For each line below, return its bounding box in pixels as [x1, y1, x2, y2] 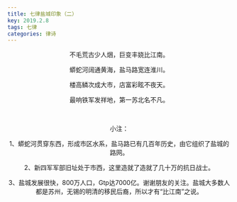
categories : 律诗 [7, 30, 57, 38]
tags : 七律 [7, 23, 38, 30]
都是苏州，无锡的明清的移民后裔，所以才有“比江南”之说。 [35, 187, 204, 196]
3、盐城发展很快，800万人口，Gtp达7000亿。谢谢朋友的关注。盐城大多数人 [8, 179, 231, 187]
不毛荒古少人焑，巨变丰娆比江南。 [70, 50, 169, 59]
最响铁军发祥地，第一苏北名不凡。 [70, 96, 169, 104]
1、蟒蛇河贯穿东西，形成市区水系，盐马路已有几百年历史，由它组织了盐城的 [9, 140, 229, 148]
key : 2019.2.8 [7, 17, 50, 24]
